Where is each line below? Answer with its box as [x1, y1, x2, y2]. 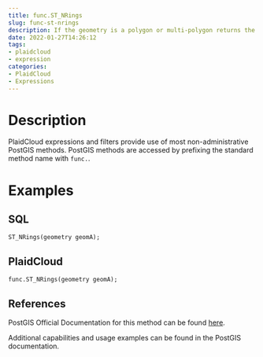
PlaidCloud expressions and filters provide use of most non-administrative [8, 137, 249, 146]
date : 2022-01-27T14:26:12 [8, 33, 97, 42]
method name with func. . [8, 154, 91, 164]
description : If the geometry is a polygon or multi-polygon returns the [8, 26, 256, 34]
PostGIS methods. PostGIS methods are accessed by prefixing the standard [8, 145, 254, 155]
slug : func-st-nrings [8, 19, 80, 27]
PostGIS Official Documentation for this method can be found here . [8, 318, 226, 327]
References [8, 296, 66, 311]
